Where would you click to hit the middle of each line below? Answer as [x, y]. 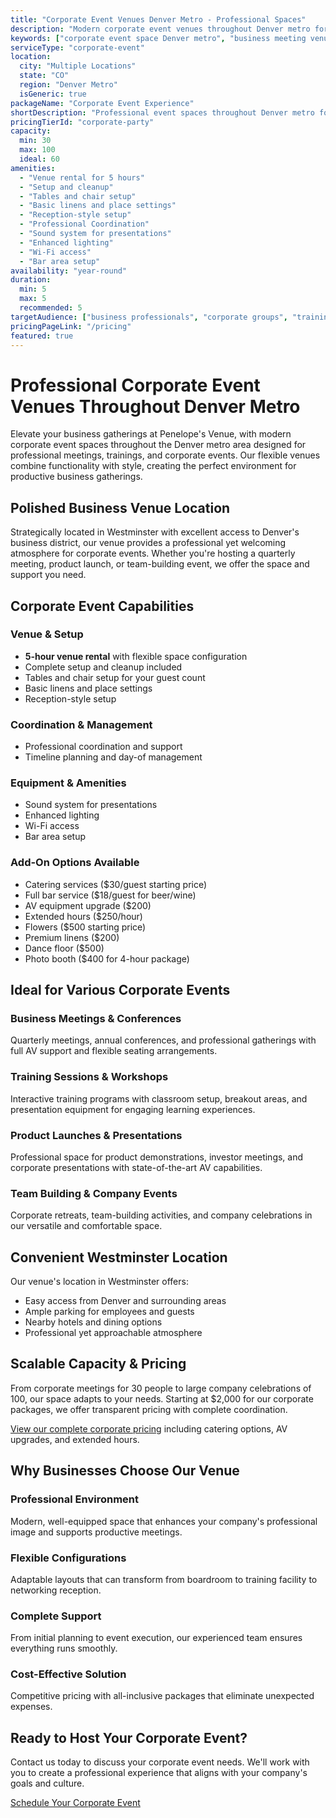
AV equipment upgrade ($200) [88, 905]
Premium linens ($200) [72, 937]
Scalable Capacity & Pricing [98, 1364]
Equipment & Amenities [68, 783]
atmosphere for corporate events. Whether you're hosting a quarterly [153, 553]
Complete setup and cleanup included [103, 667]
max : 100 [37, 150]
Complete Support [56, 1616]
